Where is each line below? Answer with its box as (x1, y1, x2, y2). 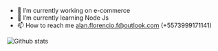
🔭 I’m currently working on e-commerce (17, 7, 131, 14)
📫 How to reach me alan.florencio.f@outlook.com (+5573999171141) (17, 21, 212, 29)
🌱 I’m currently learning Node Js (17, 14, 109, 22)
